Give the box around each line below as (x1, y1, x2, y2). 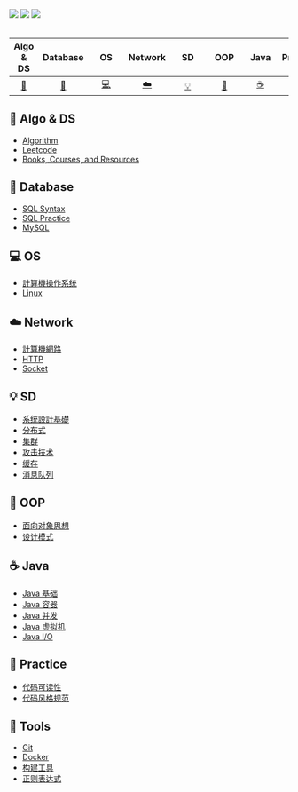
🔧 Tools (9, 718, 51, 733)
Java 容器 (21, 598, 59, 609)
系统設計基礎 (21, 414, 69, 424)
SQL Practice (21, 212, 71, 223)
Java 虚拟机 (21, 621, 67, 631)
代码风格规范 (21, 693, 69, 703)
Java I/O (21, 630, 53, 642)
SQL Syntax (21, 203, 66, 214)
